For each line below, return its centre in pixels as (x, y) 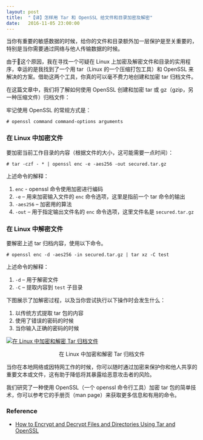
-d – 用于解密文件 (37, 279)
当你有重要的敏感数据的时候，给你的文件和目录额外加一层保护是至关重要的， (102, 41)
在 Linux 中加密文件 (35, 138)
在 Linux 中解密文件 (35, 229)
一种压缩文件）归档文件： (38, 97)
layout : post (23, 12)
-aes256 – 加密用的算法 (43, 204)
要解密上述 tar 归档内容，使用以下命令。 (56, 243)
